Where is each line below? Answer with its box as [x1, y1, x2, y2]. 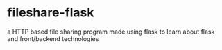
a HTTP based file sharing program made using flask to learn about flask [7, 27, 215, 36]
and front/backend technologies [7, 34, 99, 42]
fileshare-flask [7, 5, 95, 21]
